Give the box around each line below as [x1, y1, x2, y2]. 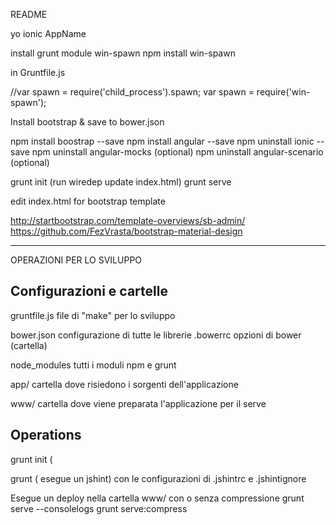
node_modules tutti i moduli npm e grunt [10, 359, 177, 371]
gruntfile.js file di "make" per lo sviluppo [10, 309, 176, 321]
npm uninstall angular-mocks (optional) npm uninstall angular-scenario [31, 146, 324, 158]
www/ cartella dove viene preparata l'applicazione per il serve [10, 397, 267, 409]
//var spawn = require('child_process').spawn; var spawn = [10, 86, 255, 98]
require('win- [256, 86, 311, 98]
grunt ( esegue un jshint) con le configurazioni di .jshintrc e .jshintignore [10, 472, 307, 484]
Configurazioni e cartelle [10, 283, 168, 300]
